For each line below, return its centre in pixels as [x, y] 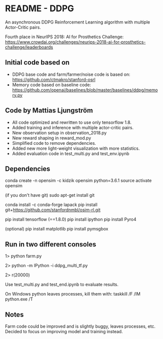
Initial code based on [37, 62]
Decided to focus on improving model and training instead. [64, 331]
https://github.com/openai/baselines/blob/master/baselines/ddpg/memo [85, 90]
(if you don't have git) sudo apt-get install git [50, 195]
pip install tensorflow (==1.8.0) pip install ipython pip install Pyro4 [71, 219]
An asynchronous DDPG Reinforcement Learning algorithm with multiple [78, 22]
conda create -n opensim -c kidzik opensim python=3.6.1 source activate [79, 181]
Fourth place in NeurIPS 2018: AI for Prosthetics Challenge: [64, 37]
